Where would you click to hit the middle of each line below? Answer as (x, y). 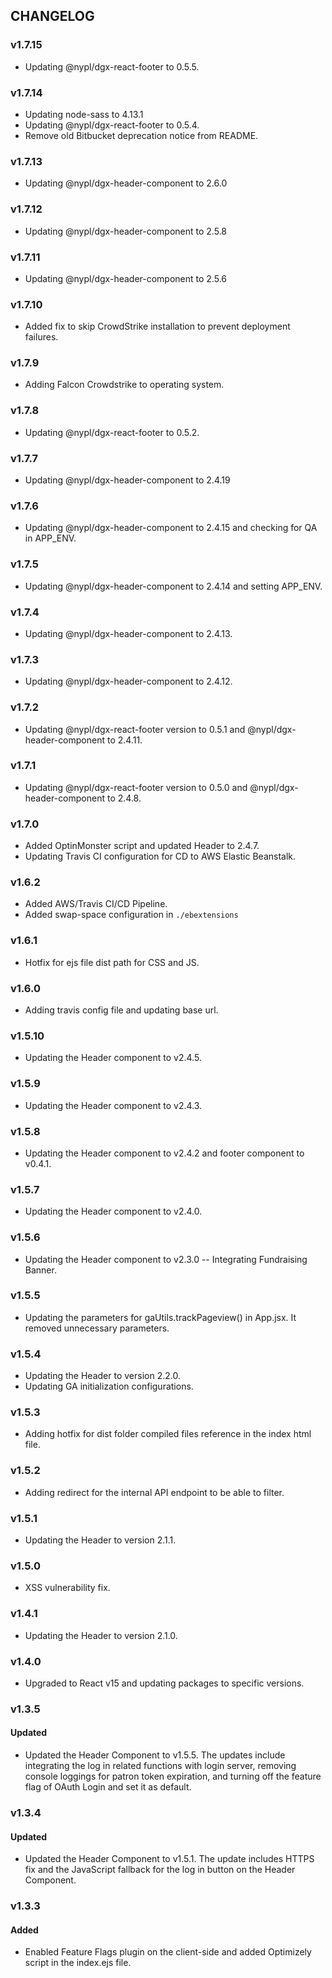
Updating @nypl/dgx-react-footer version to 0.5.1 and (135, 729)
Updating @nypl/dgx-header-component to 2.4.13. (128, 633)
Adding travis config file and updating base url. (121, 1010)
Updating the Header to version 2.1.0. (101, 1635)
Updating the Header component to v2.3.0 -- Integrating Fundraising (166, 1259)
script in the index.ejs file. (78, 1963)
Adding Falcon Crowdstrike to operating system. (124, 385)
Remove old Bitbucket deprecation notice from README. (141, 135)
